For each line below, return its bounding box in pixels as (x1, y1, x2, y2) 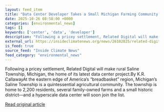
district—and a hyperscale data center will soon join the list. (5, 92, 125, 98)
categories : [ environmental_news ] (5, 21, 76, 26)
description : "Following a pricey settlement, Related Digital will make (5, 35, 159, 40)
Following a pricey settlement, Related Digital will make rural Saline (5, 66, 139, 72)
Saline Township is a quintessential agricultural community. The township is (5, 82, 157, 88)
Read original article (5, 101, 45, 108)
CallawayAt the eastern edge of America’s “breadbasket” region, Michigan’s (5, 76, 157, 82)
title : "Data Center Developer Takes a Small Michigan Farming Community (5, 12, 159, 17)
